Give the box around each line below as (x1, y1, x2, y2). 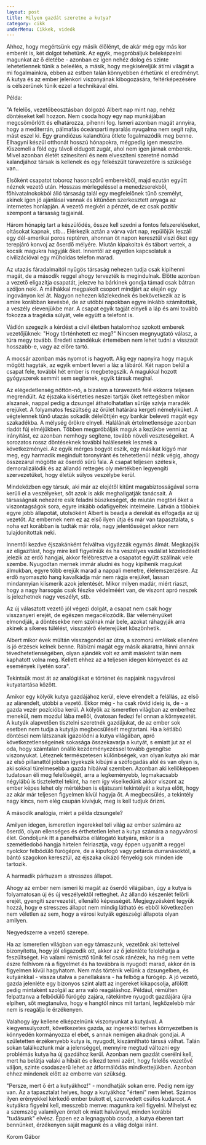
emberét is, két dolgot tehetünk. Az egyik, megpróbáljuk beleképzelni (6, 50, 182, 57)
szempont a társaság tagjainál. (6, 210, 84, 217)
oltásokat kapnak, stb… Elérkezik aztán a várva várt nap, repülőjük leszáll (6, 228, 192, 235)
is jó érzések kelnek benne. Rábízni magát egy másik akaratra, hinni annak (6, 643, 195, 650)
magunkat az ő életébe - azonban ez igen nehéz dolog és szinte (6, 56, 169, 63)
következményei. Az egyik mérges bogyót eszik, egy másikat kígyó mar (6, 445, 188, 452)
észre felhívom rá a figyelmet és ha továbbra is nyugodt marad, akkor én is (6, 960, 196, 968)
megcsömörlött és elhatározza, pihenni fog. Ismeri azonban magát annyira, (6, 119, 196, 127)
